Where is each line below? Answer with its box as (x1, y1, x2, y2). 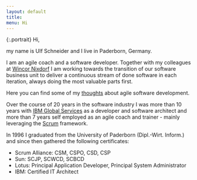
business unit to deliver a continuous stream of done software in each (6, 72, 177, 79)
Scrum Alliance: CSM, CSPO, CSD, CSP (14, 149, 111, 156)
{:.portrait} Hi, (6, 36, 40, 43)
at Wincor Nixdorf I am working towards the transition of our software (6, 65, 176, 72)
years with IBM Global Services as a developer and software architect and (6, 108, 187, 115)
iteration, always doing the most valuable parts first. (6, 78, 133, 85)
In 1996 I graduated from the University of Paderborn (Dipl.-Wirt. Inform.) (6, 131, 185, 138)
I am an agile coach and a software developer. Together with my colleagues (6, 59, 191, 66)
